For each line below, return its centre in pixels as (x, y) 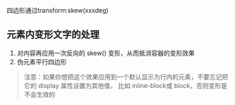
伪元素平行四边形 (42, 61)
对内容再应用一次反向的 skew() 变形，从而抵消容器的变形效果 (106, 53)
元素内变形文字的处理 (53, 35)
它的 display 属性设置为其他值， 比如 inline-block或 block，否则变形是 (125, 85)
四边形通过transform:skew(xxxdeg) (58, 10)
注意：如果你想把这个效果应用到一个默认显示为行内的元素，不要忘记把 (126, 77)
